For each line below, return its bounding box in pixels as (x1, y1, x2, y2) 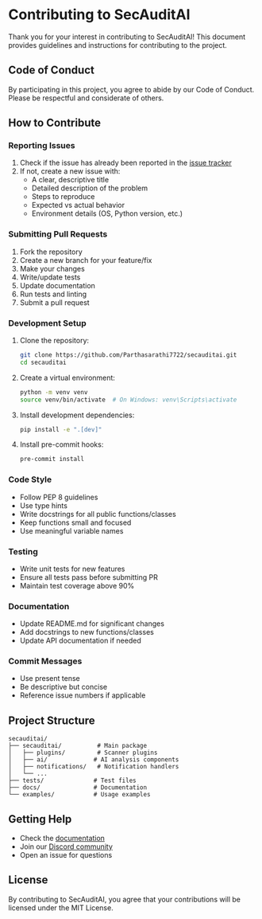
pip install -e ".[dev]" (19, 425, 102, 433)
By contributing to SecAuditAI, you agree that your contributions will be (8, 894, 241, 904)
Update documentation (19, 280, 95, 290)
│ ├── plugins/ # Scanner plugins (8, 749, 158, 757)
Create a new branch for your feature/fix (19, 255, 152, 264)
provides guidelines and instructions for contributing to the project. (8, 40, 228, 49)
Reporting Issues (8, 140, 75, 151)
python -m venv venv (19, 388, 88, 396)
